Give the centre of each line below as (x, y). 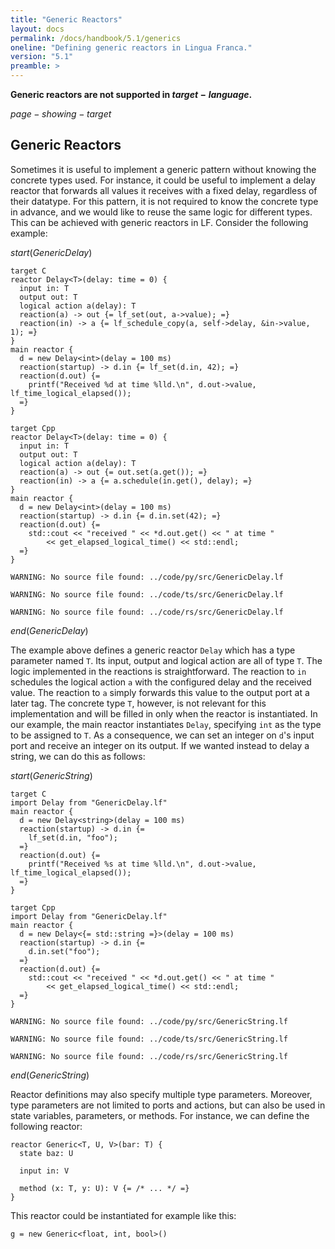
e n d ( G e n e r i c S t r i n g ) (50, 1075)
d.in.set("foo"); (64, 951)
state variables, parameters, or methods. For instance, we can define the (160, 1115)
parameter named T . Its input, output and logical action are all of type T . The (166, 660)
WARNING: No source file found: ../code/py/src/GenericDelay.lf (147, 577)
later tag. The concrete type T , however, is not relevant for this (138, 703)
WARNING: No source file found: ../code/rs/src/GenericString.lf (149, 1056)
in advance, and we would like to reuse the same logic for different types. (161, 212)
